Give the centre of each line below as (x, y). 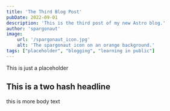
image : (14, 34)
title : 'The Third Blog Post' (44, 12)
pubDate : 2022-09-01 (32, 17)
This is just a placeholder (37, 68)
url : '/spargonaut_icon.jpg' (54, 40)
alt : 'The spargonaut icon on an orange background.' (86, 46)
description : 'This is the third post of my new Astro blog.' (86, 23)
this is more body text (33, 101)
